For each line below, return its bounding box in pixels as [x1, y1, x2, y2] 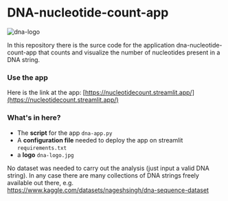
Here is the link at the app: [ [7, 88, 86, 97]
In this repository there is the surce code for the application [7, 41, 175, 49]
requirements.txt [16, 145, 67, 151]
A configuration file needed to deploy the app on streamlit [16, 136, 183, 144]
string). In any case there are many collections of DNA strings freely [7, 171, 199, 180]
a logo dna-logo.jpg [16, 150, 74, 159]
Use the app [7, 72, 48, 82]
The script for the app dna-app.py [16, 129, 113, 137]
